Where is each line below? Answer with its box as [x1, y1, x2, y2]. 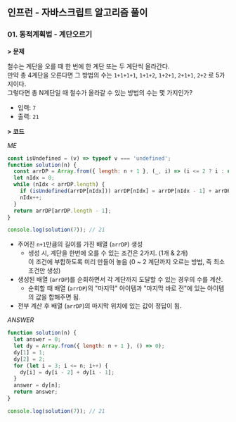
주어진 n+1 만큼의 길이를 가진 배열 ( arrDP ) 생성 [17, 240, 143, 249]
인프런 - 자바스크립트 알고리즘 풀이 [7, 6, 148, 19]
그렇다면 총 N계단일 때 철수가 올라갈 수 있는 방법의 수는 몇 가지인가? [7, 88, 193, 97]
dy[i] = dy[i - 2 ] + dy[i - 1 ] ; [20, 368, 114, 376]
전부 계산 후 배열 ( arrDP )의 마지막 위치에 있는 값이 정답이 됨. [17, 302, 182, 310]
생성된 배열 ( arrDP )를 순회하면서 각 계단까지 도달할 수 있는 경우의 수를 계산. [17, 275, 223, 284]
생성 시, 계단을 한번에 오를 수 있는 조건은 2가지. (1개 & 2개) [27, 249, 188, 257]
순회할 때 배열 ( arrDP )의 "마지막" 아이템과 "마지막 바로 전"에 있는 [27, 284, 206, 292]
